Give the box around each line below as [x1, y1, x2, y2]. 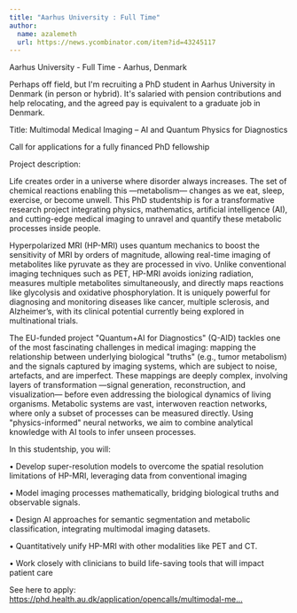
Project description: [9, 159, 82, 169]
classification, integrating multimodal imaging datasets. [9, 524, 211, 534]
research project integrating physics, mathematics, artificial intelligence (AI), [9, 205, 288, 215]
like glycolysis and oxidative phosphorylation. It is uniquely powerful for [9, 287, 270, 298]
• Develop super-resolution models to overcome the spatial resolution [9, 462, 264, 472]
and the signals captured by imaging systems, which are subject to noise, [9, 361, 277, 372]
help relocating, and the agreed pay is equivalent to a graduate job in [9, 98, 261, 109]
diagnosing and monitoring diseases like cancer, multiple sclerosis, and [9, 297, 270, 307]
